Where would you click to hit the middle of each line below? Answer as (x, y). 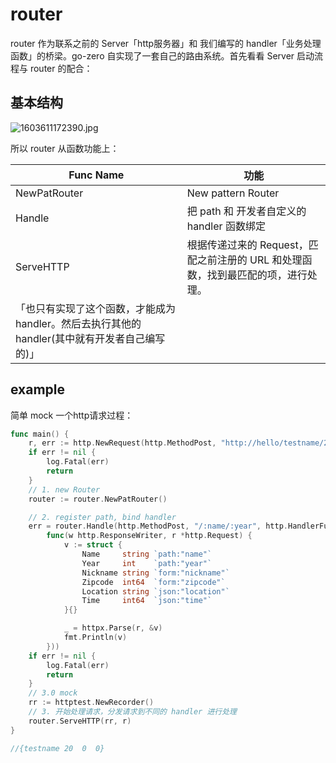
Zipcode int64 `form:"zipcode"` (153, 582)
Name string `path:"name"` (147, 554)
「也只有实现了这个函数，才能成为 (96, 308)
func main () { (40, 434)
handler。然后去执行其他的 (78, 323)
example (38, 389)
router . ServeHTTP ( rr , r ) (80, 721)
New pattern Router (233, 193)
